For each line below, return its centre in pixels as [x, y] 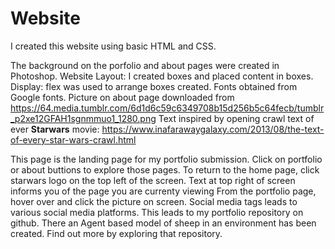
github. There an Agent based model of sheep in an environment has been [163, 223]
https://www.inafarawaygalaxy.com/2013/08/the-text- [213, 129]
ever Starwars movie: [55, 129]
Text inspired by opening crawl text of [236, 118]
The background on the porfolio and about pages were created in [145, 65]
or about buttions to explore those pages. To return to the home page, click [165, 169]
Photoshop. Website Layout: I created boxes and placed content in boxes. [162, 76]
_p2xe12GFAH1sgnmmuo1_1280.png [83, 118]
